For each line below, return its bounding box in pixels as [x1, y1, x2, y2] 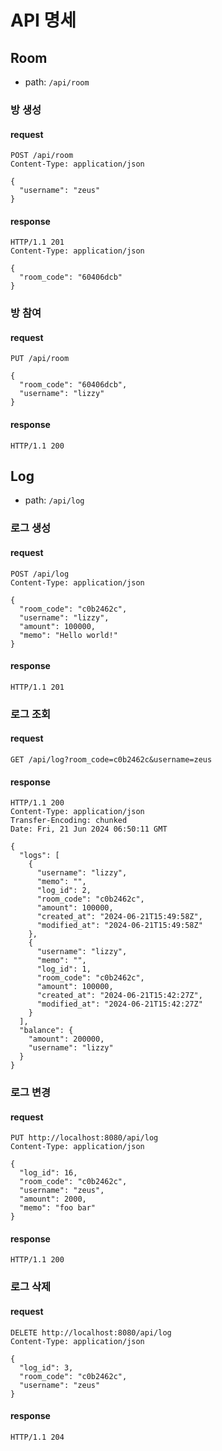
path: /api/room [24, 76, 90, 88]
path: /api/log [24, 494, 85, 506]
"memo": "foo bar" [19, 1203, 97, 1213]
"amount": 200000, [28, 1034, 105, 1045]
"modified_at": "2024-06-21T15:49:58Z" [36, 921, 203, 931]
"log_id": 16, [19, 1168, 78, 1178]
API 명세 [10, 9, 77, 32]
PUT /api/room [10, 354, 70, 364]
